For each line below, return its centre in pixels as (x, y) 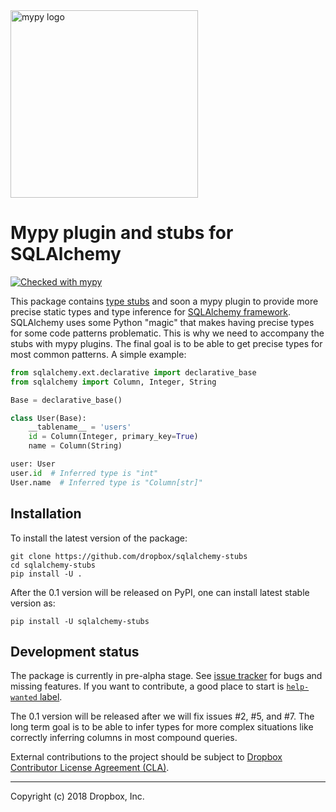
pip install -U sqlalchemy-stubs (80, 621)
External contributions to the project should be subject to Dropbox (146, 757)
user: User (33, 464)
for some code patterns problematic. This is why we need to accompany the (167, 333)
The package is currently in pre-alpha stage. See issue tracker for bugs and (166, 676)
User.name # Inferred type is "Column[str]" (106, 482)
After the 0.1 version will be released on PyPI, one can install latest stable (160, 592)
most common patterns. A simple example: (98, 354)
